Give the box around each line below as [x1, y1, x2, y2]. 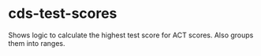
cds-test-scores [8, 5, 117, 23]
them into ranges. [8, 38, 65, 47]
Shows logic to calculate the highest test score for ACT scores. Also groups [8, 30, 254, 40]
